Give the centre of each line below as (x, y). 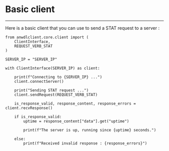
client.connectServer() (39, 81)
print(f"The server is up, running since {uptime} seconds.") (90, 130)
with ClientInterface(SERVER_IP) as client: (53, 68)
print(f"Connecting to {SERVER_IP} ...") (58, 77)
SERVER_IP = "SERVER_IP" (31, 59)
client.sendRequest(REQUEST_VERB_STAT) (56, 94)
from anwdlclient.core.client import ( (47, 37)
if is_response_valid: (38, 117)
